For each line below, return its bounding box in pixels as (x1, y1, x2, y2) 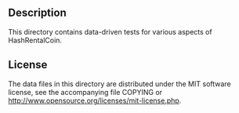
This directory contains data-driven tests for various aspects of (8, 27, 213, 36)
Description (8, 6, 67, 20)
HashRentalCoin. (8, 35, 63, 45)
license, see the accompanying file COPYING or (8, 87, 163, 97)
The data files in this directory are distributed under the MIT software (8, 78, 231, 89)
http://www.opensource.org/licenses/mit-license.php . (8, 96, 182, 105)
